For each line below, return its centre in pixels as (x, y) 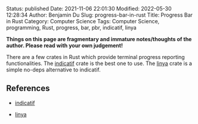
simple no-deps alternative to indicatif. (53, 70)
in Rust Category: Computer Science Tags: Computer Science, (83, 21)
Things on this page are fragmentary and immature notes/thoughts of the (99, 39)
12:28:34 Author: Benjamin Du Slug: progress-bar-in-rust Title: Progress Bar (99, 15)
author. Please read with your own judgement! (65, 45)
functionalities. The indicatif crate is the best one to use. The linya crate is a (99, 63)
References (28, 89)
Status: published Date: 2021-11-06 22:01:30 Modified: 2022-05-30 (89, 9)
